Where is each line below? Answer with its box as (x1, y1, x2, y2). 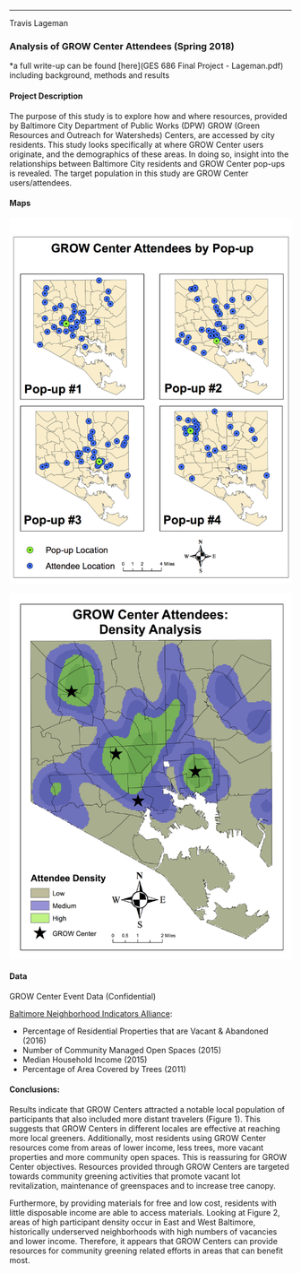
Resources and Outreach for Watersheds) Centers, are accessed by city (9, 129, 275, 140)
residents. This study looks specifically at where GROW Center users (9, 139, 264, 150)
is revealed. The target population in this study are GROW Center (9, 168, 249, 178)
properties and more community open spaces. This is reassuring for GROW (9, 1152, 288, 1163)
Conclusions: (9, 1084, 60, 1095)
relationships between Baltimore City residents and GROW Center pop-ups (9, 158, 285, 169)
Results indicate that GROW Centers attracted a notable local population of (9, 1104, 285, 1115)
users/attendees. (9, 177, 73, 188)
